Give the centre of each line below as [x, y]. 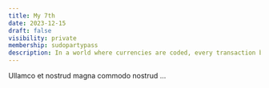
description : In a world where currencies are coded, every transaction [132, 53]
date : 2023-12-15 [37, 23]
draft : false [30, 30]
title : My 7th [32, 16]
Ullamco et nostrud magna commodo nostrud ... [87, 76]
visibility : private [43, 38]
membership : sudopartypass [53, 46]
